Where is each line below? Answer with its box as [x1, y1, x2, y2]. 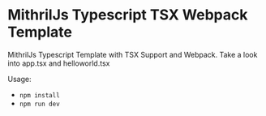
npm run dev [19, 100, 60, 108]
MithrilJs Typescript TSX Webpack [7, 6, 248, 24]
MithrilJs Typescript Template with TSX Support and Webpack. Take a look [7, 49, 258, 59]
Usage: [7, 74, 32, 84]
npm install [19, 91, 60, 99]
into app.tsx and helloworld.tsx [7, 58, 110, 68]
